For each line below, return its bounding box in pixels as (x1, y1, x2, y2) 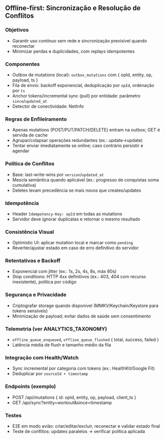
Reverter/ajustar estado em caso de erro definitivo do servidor (12, 245, 139, 251)
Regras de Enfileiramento (5, 116, 67, 123)
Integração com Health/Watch (5, 354, 79, 361)
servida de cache (12, 132, 48, 138)
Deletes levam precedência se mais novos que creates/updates (12, 187, 141, 193)
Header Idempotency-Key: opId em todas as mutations (12, 211, 122, 217)
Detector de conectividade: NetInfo (12, 103, 84, 109)
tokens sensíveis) (12, 307, 48, 313)
